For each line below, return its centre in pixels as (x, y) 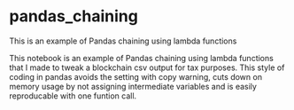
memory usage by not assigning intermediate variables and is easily (133, 86)
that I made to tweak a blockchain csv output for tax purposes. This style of (147, 67)
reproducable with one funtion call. (73, 96)
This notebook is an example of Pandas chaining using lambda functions (142, 58)
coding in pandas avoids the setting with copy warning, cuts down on (136, 76)
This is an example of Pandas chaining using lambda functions (123, 41)
